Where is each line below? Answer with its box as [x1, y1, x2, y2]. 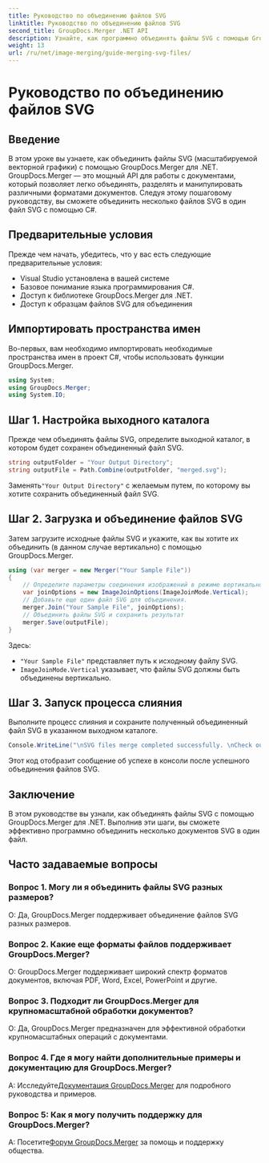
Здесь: [8, 640, 32, 650]
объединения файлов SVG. [8, 764, 100, 774]
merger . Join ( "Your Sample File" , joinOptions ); [22, 603, 184, 611]
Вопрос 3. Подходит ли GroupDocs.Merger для [8, 995, 199, 1007]
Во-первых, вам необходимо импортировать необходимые [8, 343, 213, 353]
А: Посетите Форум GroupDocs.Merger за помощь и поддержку [8, 1137, 224, 1147]
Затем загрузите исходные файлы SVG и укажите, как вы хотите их [8, 533, 239, 543]
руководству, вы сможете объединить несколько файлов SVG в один [8, 197, 247, 205]
